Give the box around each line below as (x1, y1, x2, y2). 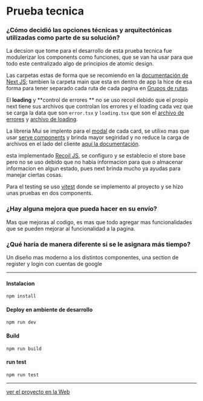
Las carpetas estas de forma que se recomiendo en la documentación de (6, 71, 188, 79)
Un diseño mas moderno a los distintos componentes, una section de (6, 254, 179, 261)
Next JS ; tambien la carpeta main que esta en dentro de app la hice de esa (6, 78, 192, 85)
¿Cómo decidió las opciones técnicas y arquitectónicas (6, 26, 172, 35)
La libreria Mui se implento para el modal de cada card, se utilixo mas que (6, 127, 190, 134)
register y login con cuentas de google (6, 260, 103, 268)
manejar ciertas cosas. (6, 171, 63, 179)
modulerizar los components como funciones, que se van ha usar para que (6, 53, 193, 61)
